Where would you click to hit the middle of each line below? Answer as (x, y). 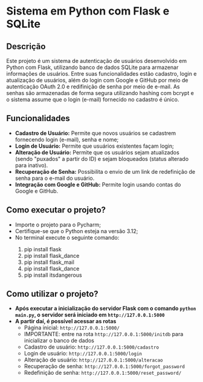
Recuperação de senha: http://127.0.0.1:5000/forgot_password (105, 366)
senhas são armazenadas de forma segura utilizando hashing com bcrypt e (100, 93)
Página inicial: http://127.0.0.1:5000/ (72, 328)
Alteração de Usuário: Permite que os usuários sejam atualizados (97, 152)
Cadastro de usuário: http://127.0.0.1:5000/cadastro (91, 347)
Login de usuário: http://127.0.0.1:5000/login (83, 354)
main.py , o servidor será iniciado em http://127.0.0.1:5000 (90, 315)
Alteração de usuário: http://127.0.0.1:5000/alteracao (93, 360)
